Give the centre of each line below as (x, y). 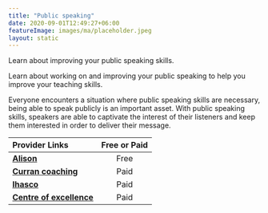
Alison (25, 159)
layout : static (34, 38)
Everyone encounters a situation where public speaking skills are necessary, (134, 100)
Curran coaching (45, 172)
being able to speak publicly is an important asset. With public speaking (127, 108)
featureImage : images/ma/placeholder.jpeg (80, 30)
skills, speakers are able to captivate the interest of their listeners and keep (132, 117)
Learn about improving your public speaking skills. (91, 61)
